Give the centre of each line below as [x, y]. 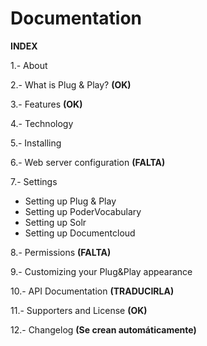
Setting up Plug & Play [70, 201]
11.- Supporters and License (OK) [79, 310]
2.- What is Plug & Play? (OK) [71, 84]
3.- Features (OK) [46, 104]
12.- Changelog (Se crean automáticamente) [103, 329]
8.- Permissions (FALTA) [61, 252]
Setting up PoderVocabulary [83, 211]
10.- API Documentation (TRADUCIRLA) [92, 291]
